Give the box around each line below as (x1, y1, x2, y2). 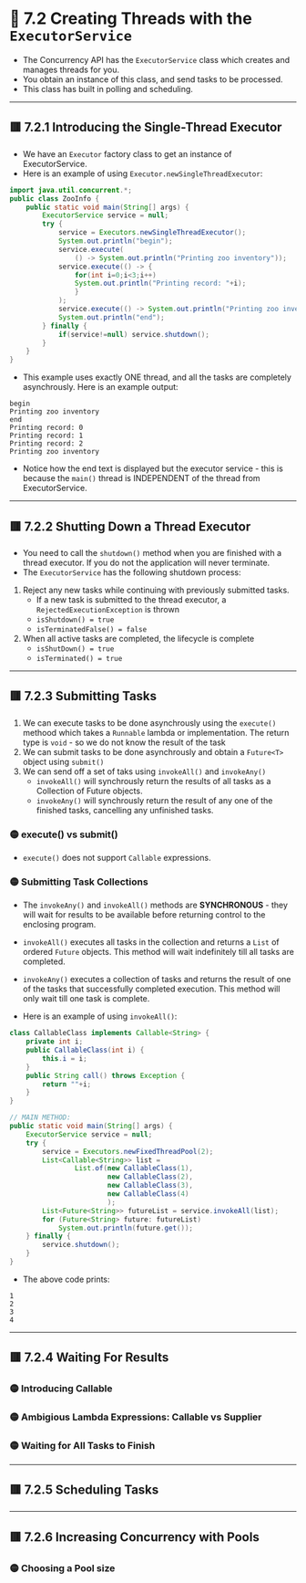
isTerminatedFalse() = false (36, 624, 148, 634)
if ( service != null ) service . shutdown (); (57, 330, 209, 339)
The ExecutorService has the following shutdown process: (22, 566, 241, 578)
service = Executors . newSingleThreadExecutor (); (57, 228, 247, 237)
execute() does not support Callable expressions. (22, 853, 211, 864)
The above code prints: (22, 1274, 111, 1284)
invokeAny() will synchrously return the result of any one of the (36, 794, 273, 806)
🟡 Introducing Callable (9, 1382, 113, 1395)
